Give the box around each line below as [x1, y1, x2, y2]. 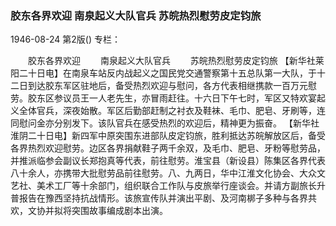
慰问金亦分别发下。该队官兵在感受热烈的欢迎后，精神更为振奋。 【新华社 [18, 117, 320, 129]
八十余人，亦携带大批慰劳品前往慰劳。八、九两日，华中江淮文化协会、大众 [10, 167, 317, 179]
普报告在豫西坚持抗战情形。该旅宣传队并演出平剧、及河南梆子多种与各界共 [10, 192, 317, 204]
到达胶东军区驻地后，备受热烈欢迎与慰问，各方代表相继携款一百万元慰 [27, 80, 317, 92]
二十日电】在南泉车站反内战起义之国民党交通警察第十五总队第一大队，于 [18, 67, 317, 79]
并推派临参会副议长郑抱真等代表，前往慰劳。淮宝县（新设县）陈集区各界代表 [10, 155, 326, 167]
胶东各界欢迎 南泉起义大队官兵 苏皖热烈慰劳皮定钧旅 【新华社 [27, 55, 316, 67]
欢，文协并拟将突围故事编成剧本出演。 [10, 205, 168, 217]
